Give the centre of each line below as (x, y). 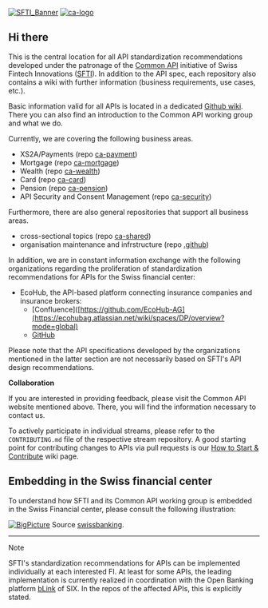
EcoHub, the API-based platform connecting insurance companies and (136, 292)
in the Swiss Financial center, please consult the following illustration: (122, 509)
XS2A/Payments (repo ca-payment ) (79, 154)
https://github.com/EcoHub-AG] (132, 309)
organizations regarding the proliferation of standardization (105, 268)
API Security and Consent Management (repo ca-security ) (116, 197)
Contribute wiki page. (43, 456)
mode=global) (55, 326)
